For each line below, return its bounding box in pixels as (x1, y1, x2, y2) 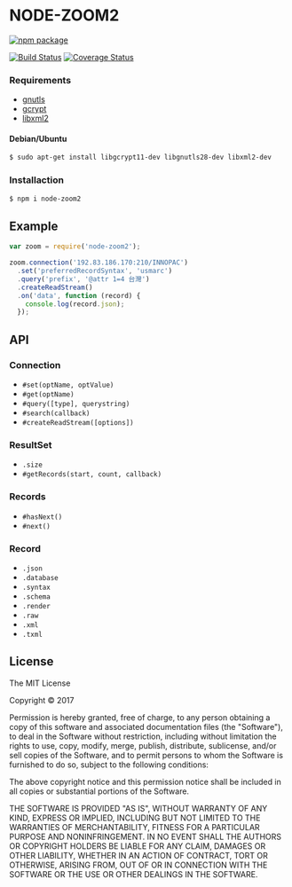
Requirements (9, 74, 72, 86)
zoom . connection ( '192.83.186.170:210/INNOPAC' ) (9, 258, 189, 267)
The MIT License (9, 678, 71, 688)
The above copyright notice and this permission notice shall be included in (9, 776, 281, 787)
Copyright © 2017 (9, 695, 75, 705)
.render (21, 601, 51, 610)
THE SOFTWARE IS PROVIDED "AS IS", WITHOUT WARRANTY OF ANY (9, 803, 268, 813)
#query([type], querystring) (21, 399, 130, 408)
